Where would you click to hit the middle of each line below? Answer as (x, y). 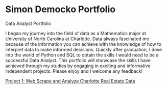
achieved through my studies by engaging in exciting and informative (78, 66)
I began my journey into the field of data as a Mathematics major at (76, 33)
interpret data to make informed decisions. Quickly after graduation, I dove (84, 49)
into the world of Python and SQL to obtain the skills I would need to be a (82, 55)
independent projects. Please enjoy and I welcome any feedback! (74, 71)
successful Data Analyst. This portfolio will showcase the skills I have (78, 60)
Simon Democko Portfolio (61, 9)
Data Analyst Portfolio (28, 23)
